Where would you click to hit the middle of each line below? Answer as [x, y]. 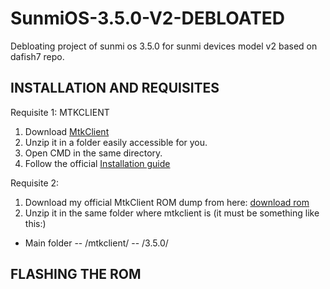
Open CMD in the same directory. [93, 153]
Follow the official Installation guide [97, 163]
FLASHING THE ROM [76, 274]
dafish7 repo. [37, 56]
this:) [35, 223]
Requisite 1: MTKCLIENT [60, 112]
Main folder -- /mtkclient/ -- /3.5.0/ [96, 243]
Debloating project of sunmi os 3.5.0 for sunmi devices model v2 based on [164, 46]
